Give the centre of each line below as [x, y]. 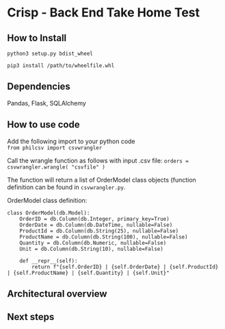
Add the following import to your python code [71, 141]
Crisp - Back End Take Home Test [104, 13]
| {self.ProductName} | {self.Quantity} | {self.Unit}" [88, 273]
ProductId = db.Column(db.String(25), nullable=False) [99, 231]
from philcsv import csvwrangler [55, 148]
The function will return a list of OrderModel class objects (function [102, 180]
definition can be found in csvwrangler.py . [66, 187]
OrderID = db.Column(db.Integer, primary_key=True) [94, 219]
